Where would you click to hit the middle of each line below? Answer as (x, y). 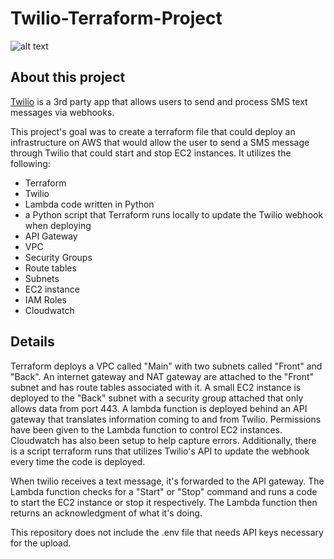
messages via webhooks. (62, 112)
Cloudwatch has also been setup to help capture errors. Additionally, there (163, 440)
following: (30, 163)
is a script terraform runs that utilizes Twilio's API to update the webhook (160, 451)
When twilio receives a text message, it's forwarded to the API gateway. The (167, 481)
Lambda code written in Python (89, 204)
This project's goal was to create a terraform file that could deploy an (153, 131)
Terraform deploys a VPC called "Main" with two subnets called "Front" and (166, 366)
